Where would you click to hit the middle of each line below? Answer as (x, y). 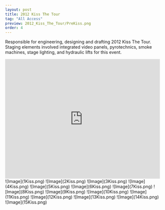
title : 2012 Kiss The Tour (33, 14)
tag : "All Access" (24, 19)
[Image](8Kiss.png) (25, 192)
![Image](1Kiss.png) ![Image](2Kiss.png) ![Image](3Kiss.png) (66, 182)
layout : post (18, 10)
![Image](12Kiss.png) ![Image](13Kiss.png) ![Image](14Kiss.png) (95, 197)
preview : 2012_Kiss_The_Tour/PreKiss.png (48, 23)
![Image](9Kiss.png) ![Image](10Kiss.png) (87, 192)
